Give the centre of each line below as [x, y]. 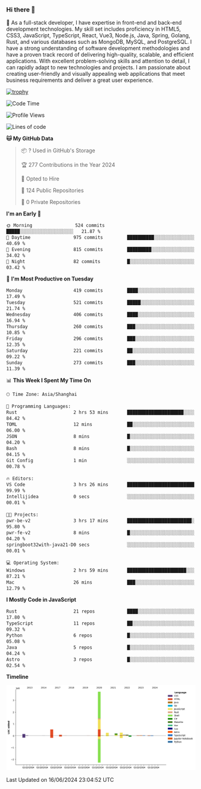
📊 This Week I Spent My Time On [49, 380]
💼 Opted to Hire [40, 179]
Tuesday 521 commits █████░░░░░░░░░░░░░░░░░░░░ [100, 303]
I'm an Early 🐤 [24, 214]
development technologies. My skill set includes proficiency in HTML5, [94, 29]
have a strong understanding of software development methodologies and [98, 48]
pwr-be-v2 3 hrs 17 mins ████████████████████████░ [100, 521]
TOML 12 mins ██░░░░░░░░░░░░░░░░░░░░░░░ [100, 425]
